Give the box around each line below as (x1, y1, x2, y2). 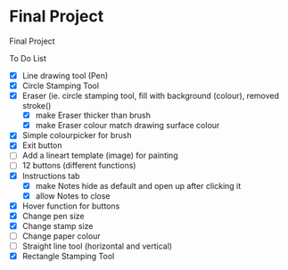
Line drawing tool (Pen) (21, 70, 109, 81)
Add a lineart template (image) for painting (21, 150, 178, 161)
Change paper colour (21, 230, 101, 241)
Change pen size (21, 210, 85, 221)
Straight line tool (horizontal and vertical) (21, 241, 172, 251)
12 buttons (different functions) (21, 160, 136, 171)
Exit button (21, 140, 62, 151)
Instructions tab (21, 170, 80, 181)
